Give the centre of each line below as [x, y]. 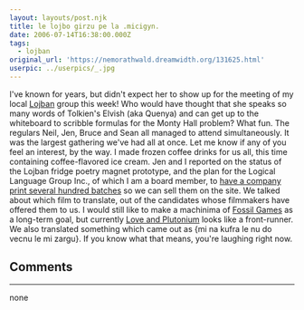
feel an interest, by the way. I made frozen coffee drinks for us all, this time [148, 151]
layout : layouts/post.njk [58, 18]
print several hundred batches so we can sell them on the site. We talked [145, 190]
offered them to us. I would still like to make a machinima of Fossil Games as [152, 209]
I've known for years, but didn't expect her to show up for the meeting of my [152, 94]
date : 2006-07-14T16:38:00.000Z [70, 34]
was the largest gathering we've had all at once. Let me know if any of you [148, 142]
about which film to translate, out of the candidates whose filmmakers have [150, 199]
